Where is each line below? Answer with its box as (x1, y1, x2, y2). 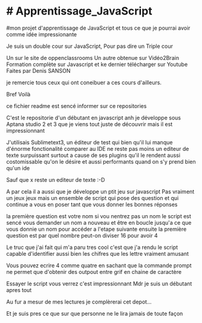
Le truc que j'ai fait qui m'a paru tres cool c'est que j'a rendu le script (6, 244, 178, 251)
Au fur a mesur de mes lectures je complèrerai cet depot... (6, 298, 152, 305)
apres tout (6, 286, 32, 293)
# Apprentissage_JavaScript (6, 4, 152, 18)
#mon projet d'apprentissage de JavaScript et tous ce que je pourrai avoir (6, 24, 191, 32)
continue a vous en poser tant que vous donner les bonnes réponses (6, 201, 178, 208)
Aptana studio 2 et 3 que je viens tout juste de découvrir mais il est (6, 120, 173, 128)
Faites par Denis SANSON (6, 67, 71, 74)
